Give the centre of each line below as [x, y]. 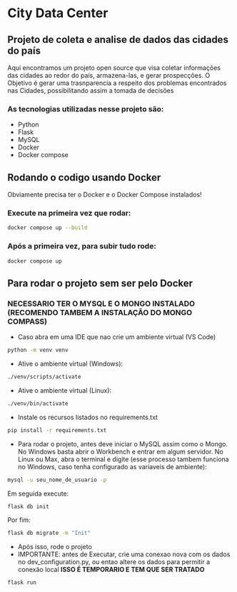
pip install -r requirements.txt [57, 430]
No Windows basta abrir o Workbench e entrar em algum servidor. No [120, 451]
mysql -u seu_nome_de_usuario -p [57, 480]
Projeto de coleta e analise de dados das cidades [118, 40]
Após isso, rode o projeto [55, 547]
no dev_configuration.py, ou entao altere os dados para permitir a [114, 562]
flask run [22, 583]
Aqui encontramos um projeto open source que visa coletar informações [114, 68]
